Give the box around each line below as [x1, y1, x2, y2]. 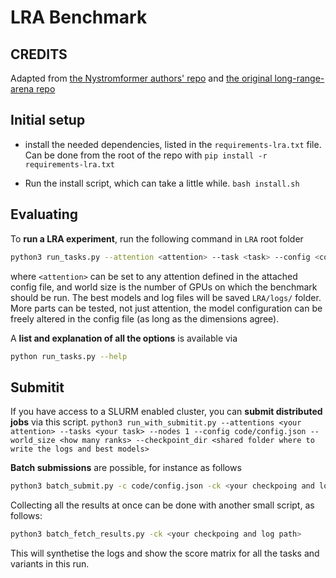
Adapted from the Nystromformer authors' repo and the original [10, 72, 273, 84]
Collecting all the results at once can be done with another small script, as [10, 499, 315, 511]
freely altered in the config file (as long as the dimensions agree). [10, 312, 280, 325]
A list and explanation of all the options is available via [10, 332, 238, 344]
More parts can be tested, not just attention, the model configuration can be [10, 302, 323, 314]
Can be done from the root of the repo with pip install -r [24, 149, 268, 161]
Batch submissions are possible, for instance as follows [10, 462, 242, 474]
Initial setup [10, 112, 86, 129]
